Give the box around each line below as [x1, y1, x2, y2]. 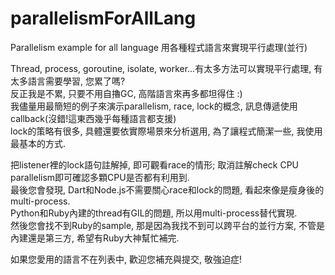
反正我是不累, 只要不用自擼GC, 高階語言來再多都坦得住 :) [10, 87, 243, 99]
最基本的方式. [10, 137, 67, 149]
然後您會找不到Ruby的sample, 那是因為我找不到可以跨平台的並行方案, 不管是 [10, 219, 326, 231]
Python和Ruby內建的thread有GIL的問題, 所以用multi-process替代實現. [10, 207, 298, 219]
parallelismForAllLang [10, 7, 197, 30]
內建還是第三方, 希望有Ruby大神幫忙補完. [10, 232, 180, 244]
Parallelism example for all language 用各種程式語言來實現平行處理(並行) [10, 41, 308, 53]
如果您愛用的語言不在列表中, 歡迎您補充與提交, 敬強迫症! [10, 253, 242, 265]
